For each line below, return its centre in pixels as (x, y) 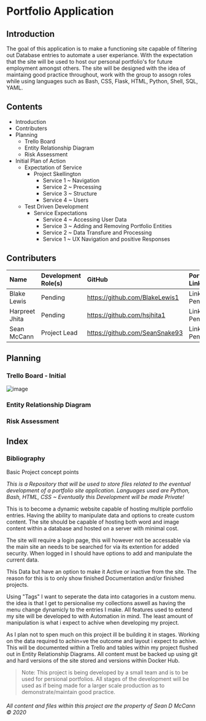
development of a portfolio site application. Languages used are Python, (98, 490)
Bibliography (26, 459)
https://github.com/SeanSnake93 (135, 332)
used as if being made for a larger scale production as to (93, 685)
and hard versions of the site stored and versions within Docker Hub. (93, 660)
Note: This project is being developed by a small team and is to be (105, 672)
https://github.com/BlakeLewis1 (133, 297)
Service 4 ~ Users (66, 200)
